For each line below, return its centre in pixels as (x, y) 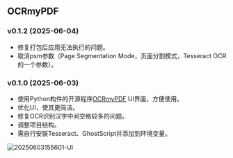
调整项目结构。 (39, 125)
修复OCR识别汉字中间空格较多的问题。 (73, 116)
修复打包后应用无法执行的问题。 (63, 47)
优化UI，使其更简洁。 (48, 107)
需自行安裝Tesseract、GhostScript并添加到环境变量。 (94, 133)
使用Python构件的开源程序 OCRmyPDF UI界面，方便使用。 (100, 98)
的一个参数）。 (37, 64)
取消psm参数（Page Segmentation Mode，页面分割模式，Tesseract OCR (122, 55)
